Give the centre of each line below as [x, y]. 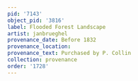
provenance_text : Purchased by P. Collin [69, 54]
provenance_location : [39, 46]
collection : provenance [42, 60]
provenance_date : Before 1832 [52, 40]
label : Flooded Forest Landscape [57, 27]
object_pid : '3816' [36, 20]
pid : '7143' [25, 14]
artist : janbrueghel [38, 33]
